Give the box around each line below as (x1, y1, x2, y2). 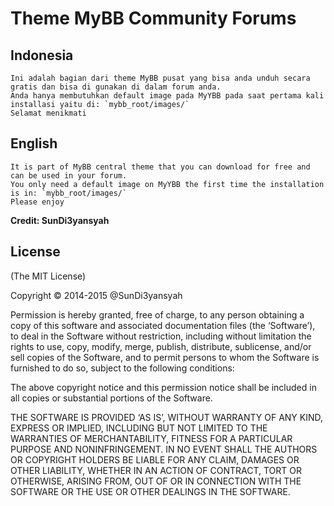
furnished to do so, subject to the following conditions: (10, 362, 235, 374)
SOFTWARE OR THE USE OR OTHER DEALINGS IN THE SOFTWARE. (10, 485, 291, 497)
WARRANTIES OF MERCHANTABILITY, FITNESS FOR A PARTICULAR (10, 432, 293, 444)
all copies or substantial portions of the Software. (10, 392, 213, 404)
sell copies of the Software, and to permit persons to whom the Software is (10, 351, 320, 363)
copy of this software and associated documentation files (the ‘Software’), (10, 319, 316, 331)
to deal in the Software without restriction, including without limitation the (10, 330, 312, 342)
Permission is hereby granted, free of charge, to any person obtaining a (10, 308, 305, 321)
